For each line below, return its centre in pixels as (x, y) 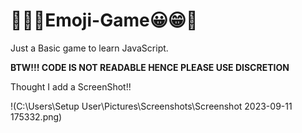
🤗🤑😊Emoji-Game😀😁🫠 (104, 20)
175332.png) (36, 116)
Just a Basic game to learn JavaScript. (89, 48)
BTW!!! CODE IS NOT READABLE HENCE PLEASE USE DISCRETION (150, 67)
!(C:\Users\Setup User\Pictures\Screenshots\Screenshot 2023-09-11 (151, 106)
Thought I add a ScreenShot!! (71, 86)
